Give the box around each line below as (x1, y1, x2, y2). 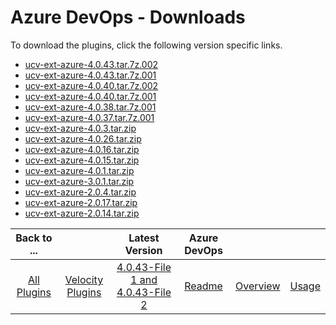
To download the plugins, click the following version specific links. (10, 39, 283, 51)
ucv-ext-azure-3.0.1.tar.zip (24, 175, 135, 187)
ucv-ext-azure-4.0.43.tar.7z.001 (24, 69, 157, 81)
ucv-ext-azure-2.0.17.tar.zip (24, 196, 138, 208)
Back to (15, 231, 53, 245)
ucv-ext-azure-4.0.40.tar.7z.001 (24, 90, 157, 102)
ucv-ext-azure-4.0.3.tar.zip (24, 122, 137, 134)
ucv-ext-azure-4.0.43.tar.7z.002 (24, 58, 159, 70)
